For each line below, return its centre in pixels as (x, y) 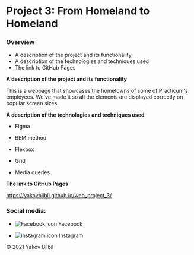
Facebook (71, 223)
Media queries (32, 172)
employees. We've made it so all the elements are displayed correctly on (95, 97)
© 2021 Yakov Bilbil (30, 247)
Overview (20, 42)
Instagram (71, 235)
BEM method (31, 138)
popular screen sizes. (33, 103)
